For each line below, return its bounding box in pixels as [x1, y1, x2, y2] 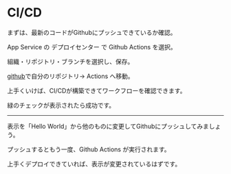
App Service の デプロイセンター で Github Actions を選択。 [7, 42, 177, 51]
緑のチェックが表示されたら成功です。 [7, 101, 115, 109]
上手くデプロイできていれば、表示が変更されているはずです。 [7, 160, 181, 168]
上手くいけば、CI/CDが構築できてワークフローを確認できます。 [7, 86, 186, 95]
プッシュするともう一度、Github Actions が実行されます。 [7, 145, 170, 153]
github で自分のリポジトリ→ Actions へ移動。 [7, 72, 134, 80]
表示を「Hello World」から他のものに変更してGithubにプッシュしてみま [7, 122, 210, 130]
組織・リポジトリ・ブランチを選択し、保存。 [7, 57, 134, 66]
